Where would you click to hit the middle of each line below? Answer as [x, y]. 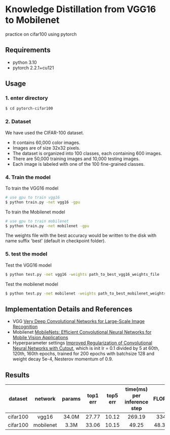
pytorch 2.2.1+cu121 [33, 67]
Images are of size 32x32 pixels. [46, 148]
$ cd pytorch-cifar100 [29, 108]
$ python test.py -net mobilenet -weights [51, 293]
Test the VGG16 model [29, 265]
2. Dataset [18, 122]
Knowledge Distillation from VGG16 [81, 9]
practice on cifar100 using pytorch [41, 34]
